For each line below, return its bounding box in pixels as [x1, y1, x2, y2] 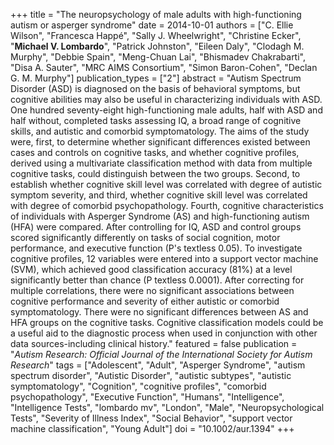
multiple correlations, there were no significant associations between [10, 285, 295, 296]
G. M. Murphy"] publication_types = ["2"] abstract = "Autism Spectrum [10, 72, 302, 84]
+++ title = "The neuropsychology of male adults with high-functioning [10, 9, 302, 20]
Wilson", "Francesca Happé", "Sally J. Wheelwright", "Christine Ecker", [10, 30, 302, 41]
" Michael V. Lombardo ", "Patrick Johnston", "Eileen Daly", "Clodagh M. [10, 40, 305, 52]
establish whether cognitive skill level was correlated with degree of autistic [10, 179, 323, 190]
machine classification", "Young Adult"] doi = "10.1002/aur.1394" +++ [10, 423, 295, 434]
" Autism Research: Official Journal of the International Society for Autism [10, 349, 313, 360]
